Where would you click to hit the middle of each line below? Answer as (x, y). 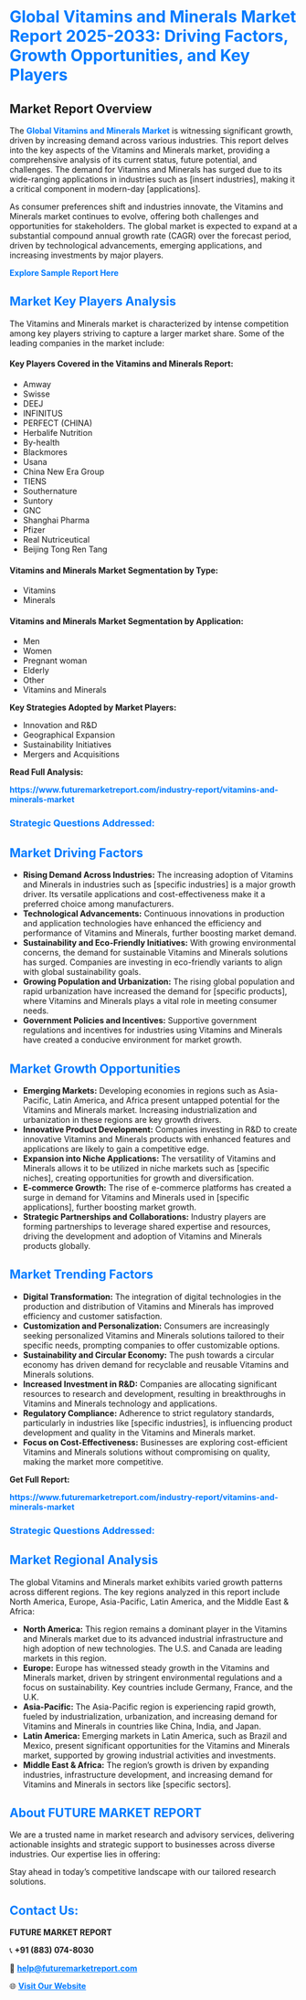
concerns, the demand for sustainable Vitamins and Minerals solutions (155, 953)
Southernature (50, 492)
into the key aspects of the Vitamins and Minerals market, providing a (140, 150)
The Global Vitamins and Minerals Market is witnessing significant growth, (152, 131)
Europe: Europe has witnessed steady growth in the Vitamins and (146, 1667)
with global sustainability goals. (82, 972)
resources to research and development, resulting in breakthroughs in (154, 1393)
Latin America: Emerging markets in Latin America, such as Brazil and (155, 1735)
